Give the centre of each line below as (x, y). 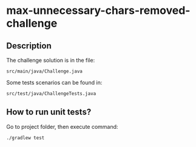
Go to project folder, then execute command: (62, 126)
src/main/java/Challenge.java (45, 71)
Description (29, 46)
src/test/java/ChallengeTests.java (51, 94)
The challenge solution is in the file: (51, 60)
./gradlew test (25, 138)
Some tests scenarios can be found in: (54, 83)
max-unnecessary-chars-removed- (98, 11)
